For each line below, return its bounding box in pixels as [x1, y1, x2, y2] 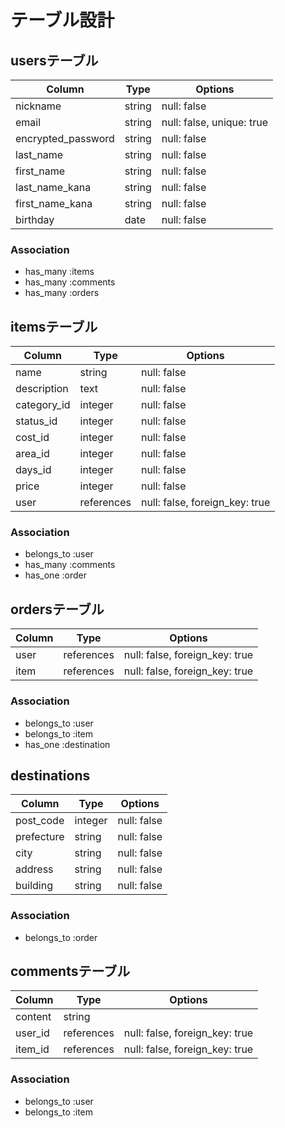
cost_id [15, 431, 50, 445]
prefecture [15, 830, 65, 844]
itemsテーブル [10, 318, 98, 335]
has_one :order [24, 569, 87, 581]
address [15, 862, 54, 876]
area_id [15, 447, 50, 461]
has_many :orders [24, 287, 100, 299]
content [15, 1010, 52, 1024]
